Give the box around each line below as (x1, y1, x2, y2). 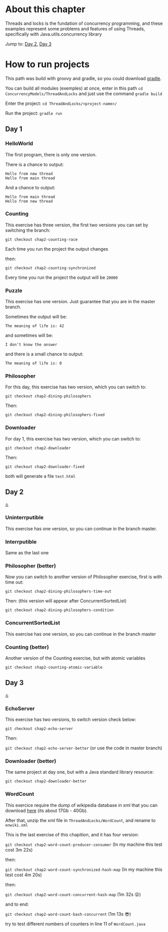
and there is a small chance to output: (5, 351, 84, 357)
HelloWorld (5, 140, 33, 147)
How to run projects (5, 59, 90, 70)
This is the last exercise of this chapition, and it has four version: (5, 831, 139, 837)
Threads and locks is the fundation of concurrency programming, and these (5, 20, 163, 26)
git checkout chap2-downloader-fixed (5, 464, 85, 469)
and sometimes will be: (5, 333, 53, 339)
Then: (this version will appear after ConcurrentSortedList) (5, 598, 127, 604)
